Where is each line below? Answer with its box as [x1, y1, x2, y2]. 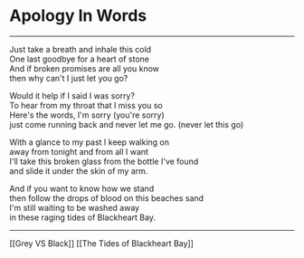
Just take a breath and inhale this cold [9, 43, 152, 54]
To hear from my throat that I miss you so [9, 100, 163, 110]
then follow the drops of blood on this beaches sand [9, 192, 204, 204]
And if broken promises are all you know [9, 62, 160, 73]
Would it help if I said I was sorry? [9, 90, 136, 100]
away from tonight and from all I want [9, 146, 149, 157]
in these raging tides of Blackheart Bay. [9, 212, 157, 223]
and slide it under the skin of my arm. [9, 165, 148, 177]
